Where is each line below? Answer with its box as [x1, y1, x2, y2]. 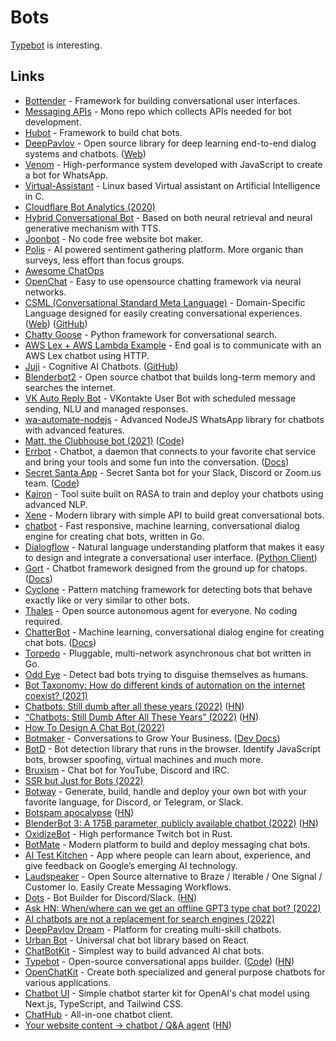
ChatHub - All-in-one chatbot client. [24, 1008, 174, 1020]
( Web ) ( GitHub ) [24, 317, 88, 330]
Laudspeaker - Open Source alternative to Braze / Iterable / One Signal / [24, 870, 323, 882]
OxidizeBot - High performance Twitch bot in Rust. [24, 827, 233, 840]
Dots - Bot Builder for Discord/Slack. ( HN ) [24, 891, 198, 903]
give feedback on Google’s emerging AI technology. [24, 859, 238, 871]
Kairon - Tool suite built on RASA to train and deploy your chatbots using [24, 487, 324, 500]
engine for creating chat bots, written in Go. [24, 530, 205, 542]
